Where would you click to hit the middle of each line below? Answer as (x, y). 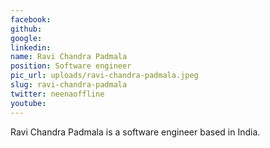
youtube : (28, 103)
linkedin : (31, 47)
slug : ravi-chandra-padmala (69, 85)
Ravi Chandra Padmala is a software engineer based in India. (135, 132)
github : (26, 29)
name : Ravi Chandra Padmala (69, 57)
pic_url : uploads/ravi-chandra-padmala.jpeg (104, 76)
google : (26, 38)
